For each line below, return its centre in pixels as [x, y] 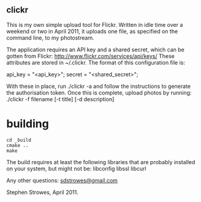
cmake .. [17, 145]
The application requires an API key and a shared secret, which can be [96, 49]
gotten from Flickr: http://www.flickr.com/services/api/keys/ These [90, 56]
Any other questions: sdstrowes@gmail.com [62, 180]
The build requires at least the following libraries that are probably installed [101, 162]
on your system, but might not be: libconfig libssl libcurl [76, 168]
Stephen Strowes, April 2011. [42, 192]
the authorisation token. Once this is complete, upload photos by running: [99, 92]
